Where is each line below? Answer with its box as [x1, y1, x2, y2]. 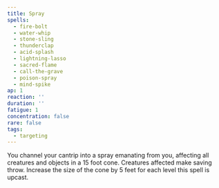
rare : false [7, 119, 41, 126]
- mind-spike [13, 81, 51, 88]
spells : [7, 17, 30, 23]
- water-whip [13, 29, 51, 37]
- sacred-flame [13, 62, 57, 68]
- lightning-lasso [13, 55, 67, 62]
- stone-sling [13, 36, 54, 43]
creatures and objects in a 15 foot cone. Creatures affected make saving [7, 158, 212, 167]
